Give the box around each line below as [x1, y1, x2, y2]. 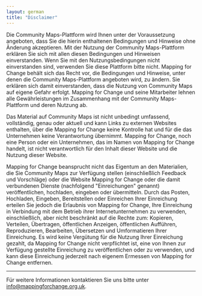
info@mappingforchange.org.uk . [6, 282, 87, 289]
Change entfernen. [6, 259, 53, 266]
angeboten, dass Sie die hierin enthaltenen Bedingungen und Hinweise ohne [6, 37, 196, 45]
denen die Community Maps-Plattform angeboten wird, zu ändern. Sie [6, 76, 180, 83]
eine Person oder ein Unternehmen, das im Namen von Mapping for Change [6, 138, 195, 146]
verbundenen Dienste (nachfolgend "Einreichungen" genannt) [6, 182, 160, 190]
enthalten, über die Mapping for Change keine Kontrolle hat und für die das [6, 126, 192, 133]
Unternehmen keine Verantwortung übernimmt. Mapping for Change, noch [6, 132, 191, 139]
